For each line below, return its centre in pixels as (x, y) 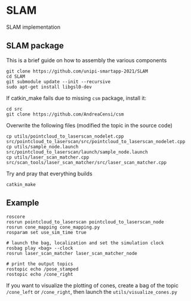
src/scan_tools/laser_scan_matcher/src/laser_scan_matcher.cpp (87, 162)
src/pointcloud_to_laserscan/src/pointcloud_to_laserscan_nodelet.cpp (96, 141)
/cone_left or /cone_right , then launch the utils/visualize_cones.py (92, 291)
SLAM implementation (33, 27)
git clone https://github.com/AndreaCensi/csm (65, 114)
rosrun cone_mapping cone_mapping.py (53, 227)
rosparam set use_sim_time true (46, 232)
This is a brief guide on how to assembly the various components (87, 60)
